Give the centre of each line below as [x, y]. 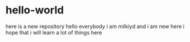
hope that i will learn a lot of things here [54, 32]
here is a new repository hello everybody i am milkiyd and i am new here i [95, 26]
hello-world [35, 10]
